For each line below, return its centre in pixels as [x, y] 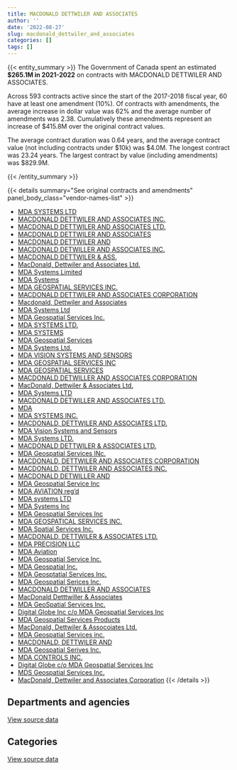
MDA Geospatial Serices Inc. [59, 582]
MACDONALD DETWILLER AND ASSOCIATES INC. [91, 249]
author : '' [23, 21]
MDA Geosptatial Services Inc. [62, 574]
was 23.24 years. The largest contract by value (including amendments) [112, 155]
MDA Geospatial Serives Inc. [59, 650]
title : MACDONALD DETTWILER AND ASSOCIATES [73, 14]
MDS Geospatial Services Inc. [61, 672]
